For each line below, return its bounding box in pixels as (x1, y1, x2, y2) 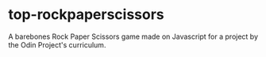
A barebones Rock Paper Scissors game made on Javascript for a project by (8, 32, 259, 41)
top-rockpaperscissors (8, 6, 164, 24)
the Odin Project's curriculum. (8, 40, 106, 49)
